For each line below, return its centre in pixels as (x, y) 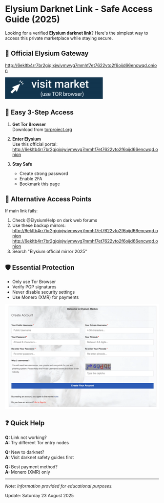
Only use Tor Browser (34, 282)
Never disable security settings (43, 292)
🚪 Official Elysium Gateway (47, 54)
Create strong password (44, 173)
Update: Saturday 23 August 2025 (40, 495)
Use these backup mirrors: (39, 225)
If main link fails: (21, 211)
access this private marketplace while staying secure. (59, 38)
